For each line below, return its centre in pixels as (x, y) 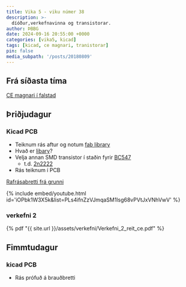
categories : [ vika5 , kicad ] (41, 40)
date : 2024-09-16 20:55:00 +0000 (48, 34)
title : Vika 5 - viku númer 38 (45, 12)
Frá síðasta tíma (37, 81)
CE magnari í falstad (31, 95)
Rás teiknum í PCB (38, 170)
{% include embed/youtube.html (46, 194)
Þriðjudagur (29, 114)
